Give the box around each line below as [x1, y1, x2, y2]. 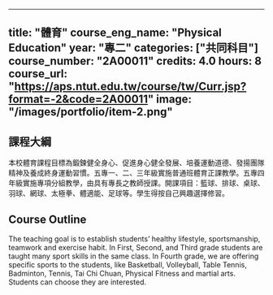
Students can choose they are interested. [8, 277, 146, 287]
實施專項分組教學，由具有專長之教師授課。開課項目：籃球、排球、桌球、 [22, 178, 265, 188]
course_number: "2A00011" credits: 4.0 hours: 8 [8, 54, 262, 68]
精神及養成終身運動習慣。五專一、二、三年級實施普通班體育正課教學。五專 [8, 168, 258, 178]
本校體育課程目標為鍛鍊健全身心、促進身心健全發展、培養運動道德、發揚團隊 [8, 158, 265, 167]
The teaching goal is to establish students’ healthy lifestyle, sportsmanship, [8, 234, 261, 244]
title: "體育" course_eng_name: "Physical [8, 26, 222, 40]
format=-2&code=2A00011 [8, 93, 149, 106]
